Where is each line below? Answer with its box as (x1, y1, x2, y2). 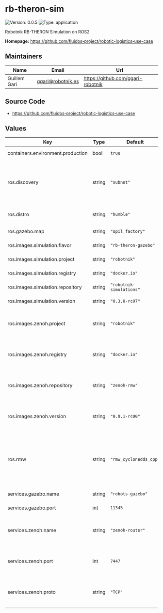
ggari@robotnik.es (36, 78, 79, 84)
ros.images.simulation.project (7, 256, 75, 263)
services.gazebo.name (7, 491, 60, 498)
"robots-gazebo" (110, 491, 148, 497)
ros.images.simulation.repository (7, 284, 82, 290)
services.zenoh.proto (7, 589, 56, 596)
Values (5, 124, 27, 132)
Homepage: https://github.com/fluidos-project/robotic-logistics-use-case (5, 38, 153, 44)
